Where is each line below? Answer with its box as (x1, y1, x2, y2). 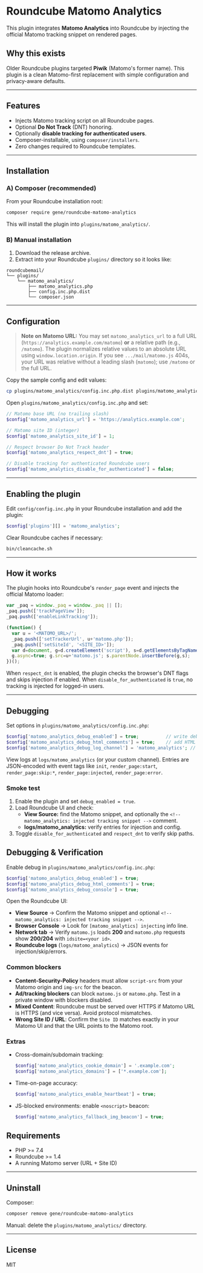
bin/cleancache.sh (6, 545, 53, 552)
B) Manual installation (6, 235, 72, 244)
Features (6, 101, 40, 111)
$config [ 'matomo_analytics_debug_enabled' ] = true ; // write (6, 734, 188, 740)
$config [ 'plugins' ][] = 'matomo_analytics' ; (6, 523, 120, 529)
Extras (6, 1037, 26, 1045)
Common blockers (6, 963, 62, 971)
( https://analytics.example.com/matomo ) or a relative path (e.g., (21, 339, 181, 346)
